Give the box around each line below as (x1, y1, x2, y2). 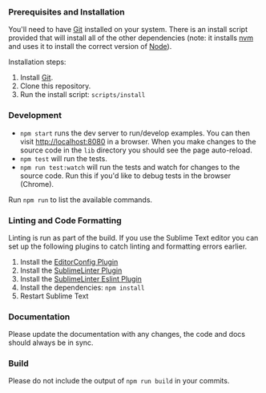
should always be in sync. (8, 338, 94, 347)
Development (8, 110, 62, 121)
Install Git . (19, 73, 54, 83)
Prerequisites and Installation (8, 6, 126, 18)
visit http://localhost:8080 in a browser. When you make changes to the (19, 136, 256, 146)
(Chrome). (19, 179, 54, 188)
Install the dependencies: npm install (19, 282, 145, 292)
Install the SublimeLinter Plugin (19, 265, 123, 275)
